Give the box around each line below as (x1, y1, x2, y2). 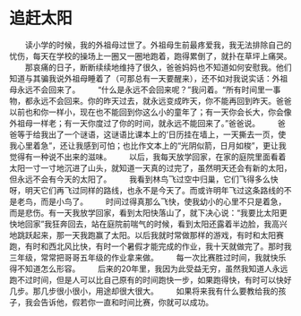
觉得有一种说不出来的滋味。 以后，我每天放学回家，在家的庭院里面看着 (9, 151, 287, 162)
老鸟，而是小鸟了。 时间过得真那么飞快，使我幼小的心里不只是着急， (16, 196, 287, 207)
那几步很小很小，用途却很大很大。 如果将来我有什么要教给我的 (32, 286, 279, 296)
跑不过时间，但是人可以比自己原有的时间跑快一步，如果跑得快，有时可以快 (9, 274, 284, 285)
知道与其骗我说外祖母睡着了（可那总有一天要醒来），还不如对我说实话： (9, 73, 272, 83)
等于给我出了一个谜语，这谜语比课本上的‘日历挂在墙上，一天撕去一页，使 (16, 129, 287, 140)
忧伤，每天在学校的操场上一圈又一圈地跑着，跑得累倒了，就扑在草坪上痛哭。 (9, 50, 292, 61)
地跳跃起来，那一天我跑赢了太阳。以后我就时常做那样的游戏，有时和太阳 (9, 229, 276, 240)
